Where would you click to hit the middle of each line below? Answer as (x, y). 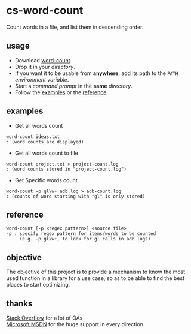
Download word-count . (43, 60)
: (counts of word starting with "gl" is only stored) (76, 196)
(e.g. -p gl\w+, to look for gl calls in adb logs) (85, 239)
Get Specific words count (46, 180)
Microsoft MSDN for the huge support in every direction (75, 324)
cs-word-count (45, 10)
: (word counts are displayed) (45, 142)
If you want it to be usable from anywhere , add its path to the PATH (96, 73)
